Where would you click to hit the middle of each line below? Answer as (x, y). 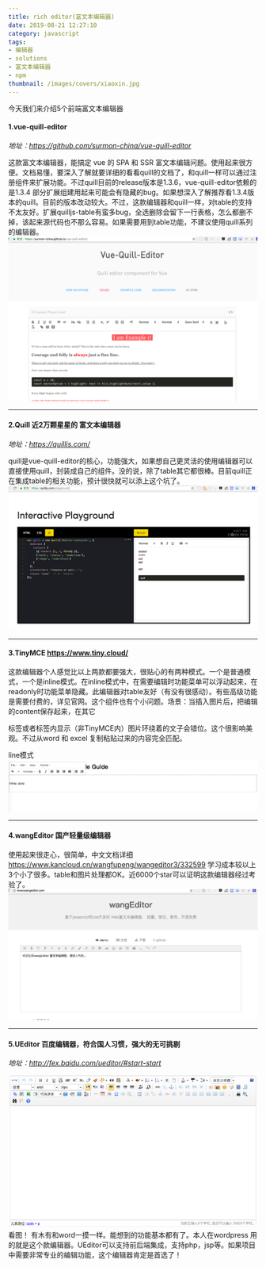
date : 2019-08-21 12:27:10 (53, 25)
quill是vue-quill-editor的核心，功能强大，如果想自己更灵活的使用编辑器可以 (131, 461)
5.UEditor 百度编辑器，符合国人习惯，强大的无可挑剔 (94, 1044)
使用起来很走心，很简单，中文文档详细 (70, 854)
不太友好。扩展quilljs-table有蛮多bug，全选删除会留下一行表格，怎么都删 (127, 212)
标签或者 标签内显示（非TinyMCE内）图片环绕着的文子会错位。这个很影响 (127, 728)
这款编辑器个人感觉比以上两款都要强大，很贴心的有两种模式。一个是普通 (126, 671)
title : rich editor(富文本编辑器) (61, 17)
